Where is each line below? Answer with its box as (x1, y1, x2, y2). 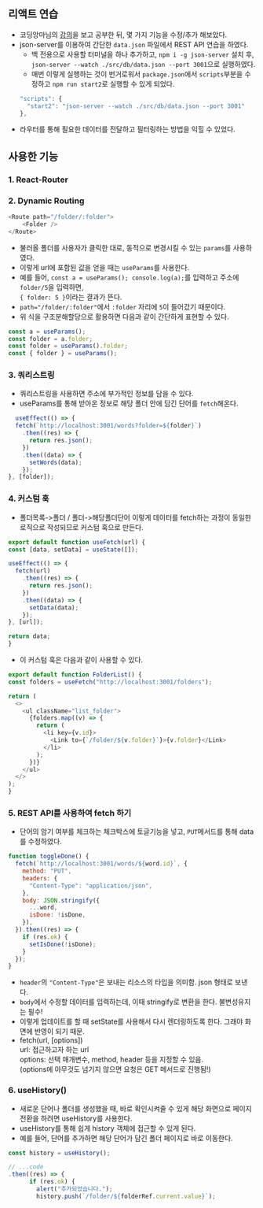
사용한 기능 (8, 150, 59, 163)
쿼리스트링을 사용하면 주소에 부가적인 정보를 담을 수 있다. (19, 389, 194, 398)
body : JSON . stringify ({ (22, 896, 100, 904)
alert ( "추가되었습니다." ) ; (36, 1185, 113, 1193)
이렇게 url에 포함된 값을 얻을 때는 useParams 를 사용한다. (19, 262, 190, 272)
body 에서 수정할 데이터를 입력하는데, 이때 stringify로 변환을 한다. (19, 997, 217, 1006)
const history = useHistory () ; (8, 1149, 111, 1157)
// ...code (8, 1163, 44, 1171)
